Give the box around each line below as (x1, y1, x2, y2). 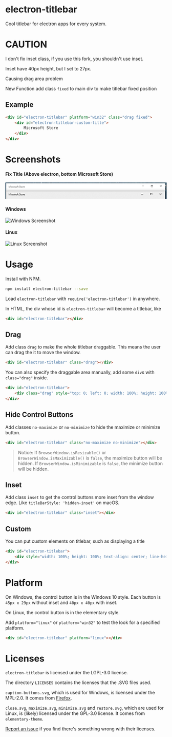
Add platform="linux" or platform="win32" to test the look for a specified (5, 619, 160, 625)
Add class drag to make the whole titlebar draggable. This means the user (5, 344, 161, 350)
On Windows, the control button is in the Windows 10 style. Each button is (5, 594, 161, 600)
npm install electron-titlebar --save (5, 286, 88, 291)
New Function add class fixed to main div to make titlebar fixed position (5, 85, 157, 91)
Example (5, 100, 34, 109)
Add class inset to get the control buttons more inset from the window (5, 494, 154, 501)
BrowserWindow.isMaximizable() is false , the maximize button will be (17, 455, 163, 461)
